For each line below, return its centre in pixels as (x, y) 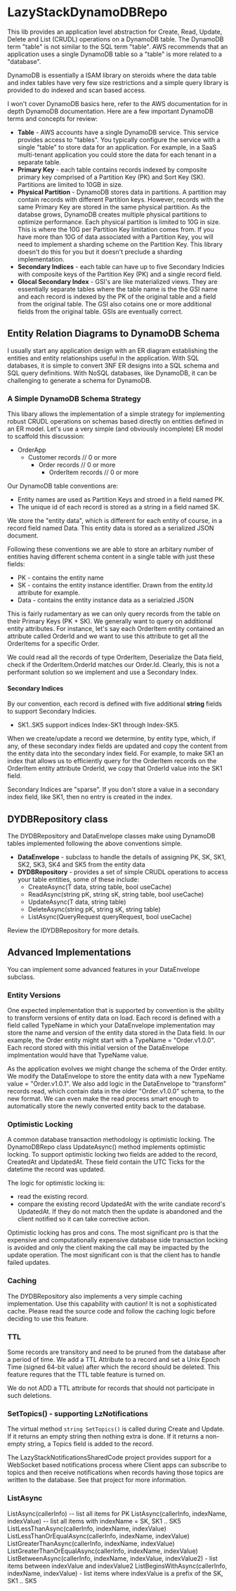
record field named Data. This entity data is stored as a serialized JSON (111, 528)
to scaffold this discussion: (46, 436)
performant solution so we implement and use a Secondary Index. (103, 673)
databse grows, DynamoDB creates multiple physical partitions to (112, 214)
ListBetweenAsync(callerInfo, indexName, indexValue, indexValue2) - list (112, 1558)
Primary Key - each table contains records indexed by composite (112, 169)
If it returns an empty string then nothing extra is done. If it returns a (106, 1436)
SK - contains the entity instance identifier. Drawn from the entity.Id (115, 585)
